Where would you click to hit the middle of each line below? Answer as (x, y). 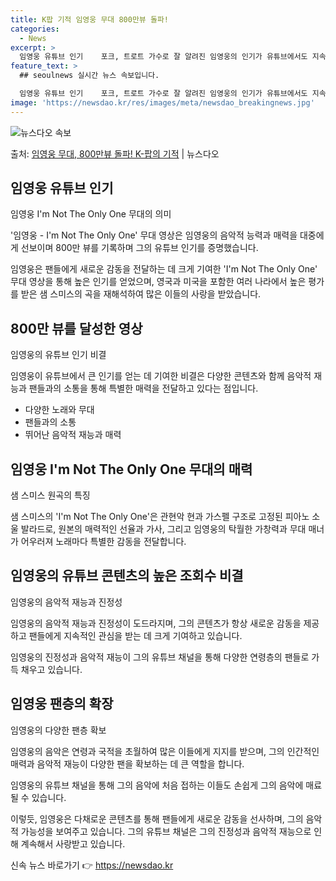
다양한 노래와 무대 (59, 410)
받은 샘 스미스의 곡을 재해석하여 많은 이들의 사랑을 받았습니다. (141, 294)
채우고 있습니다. (51, 669)
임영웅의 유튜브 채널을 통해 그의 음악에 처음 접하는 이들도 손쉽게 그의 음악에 (157, 785)
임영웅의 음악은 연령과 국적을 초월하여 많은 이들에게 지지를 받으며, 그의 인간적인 (165, 751)
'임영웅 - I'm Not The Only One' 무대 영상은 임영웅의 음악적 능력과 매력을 (154, 235)
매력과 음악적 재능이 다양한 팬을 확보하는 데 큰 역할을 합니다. (127, 763)
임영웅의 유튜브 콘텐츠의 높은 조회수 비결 (127, 576)
